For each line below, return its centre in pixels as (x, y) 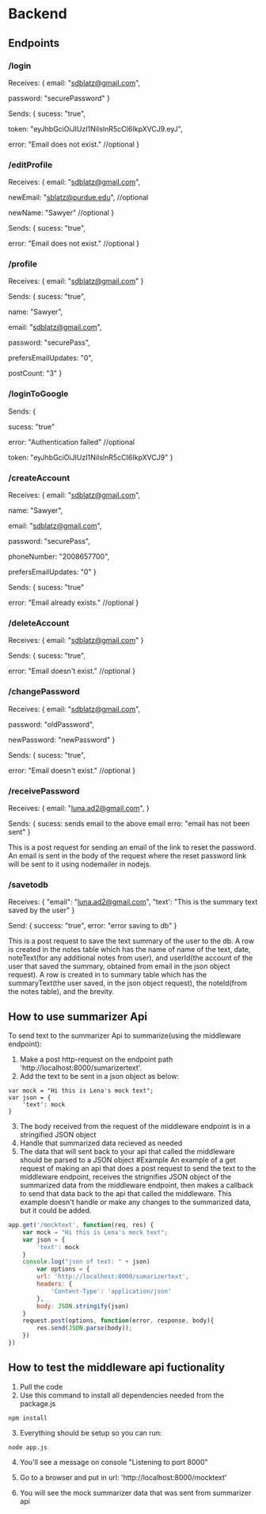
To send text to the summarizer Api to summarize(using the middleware (125, 1036)
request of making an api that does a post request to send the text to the (138, 1168)
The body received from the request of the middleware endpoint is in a (135, 1126)
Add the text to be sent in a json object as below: (99, 1076)
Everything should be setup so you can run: (91, 1432)
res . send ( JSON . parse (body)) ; (85, 1329)
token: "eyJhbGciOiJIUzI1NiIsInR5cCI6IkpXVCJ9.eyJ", (96, 128)
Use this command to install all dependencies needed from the (122, 1395)
